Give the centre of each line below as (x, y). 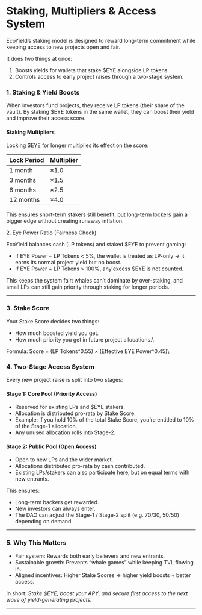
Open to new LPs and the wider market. (64, 460)
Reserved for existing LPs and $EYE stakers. (70, 407)
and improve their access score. (46, 118)
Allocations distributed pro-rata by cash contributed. (80, 466)
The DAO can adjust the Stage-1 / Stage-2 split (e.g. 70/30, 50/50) (97, 515)
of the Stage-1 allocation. (46, 426)
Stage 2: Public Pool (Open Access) (51, 446)
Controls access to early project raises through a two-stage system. (99, 76)
